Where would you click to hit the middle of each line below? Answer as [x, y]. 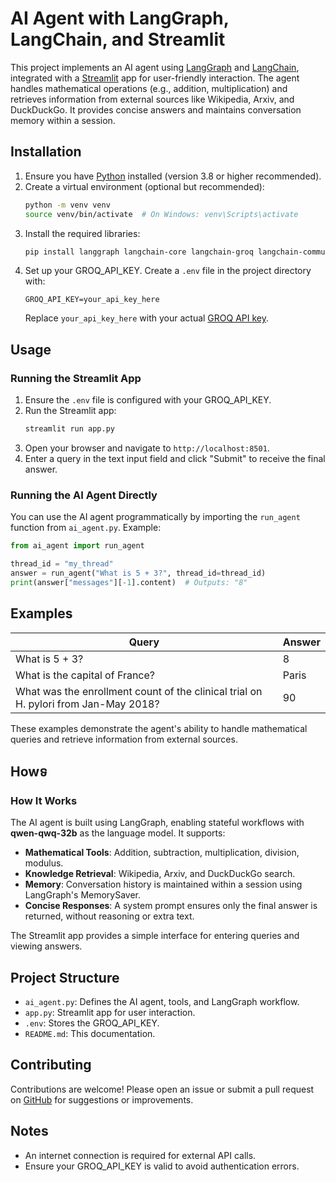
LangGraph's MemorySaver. [83, 895]
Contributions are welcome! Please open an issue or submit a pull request [162, 1089]
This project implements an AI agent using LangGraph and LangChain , [155, 67]
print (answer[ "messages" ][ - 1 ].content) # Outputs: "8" [129, 582]
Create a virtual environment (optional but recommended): [144, 186]
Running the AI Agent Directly [84, 495]
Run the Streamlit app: [70, 411]
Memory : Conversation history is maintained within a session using [163, 884]
